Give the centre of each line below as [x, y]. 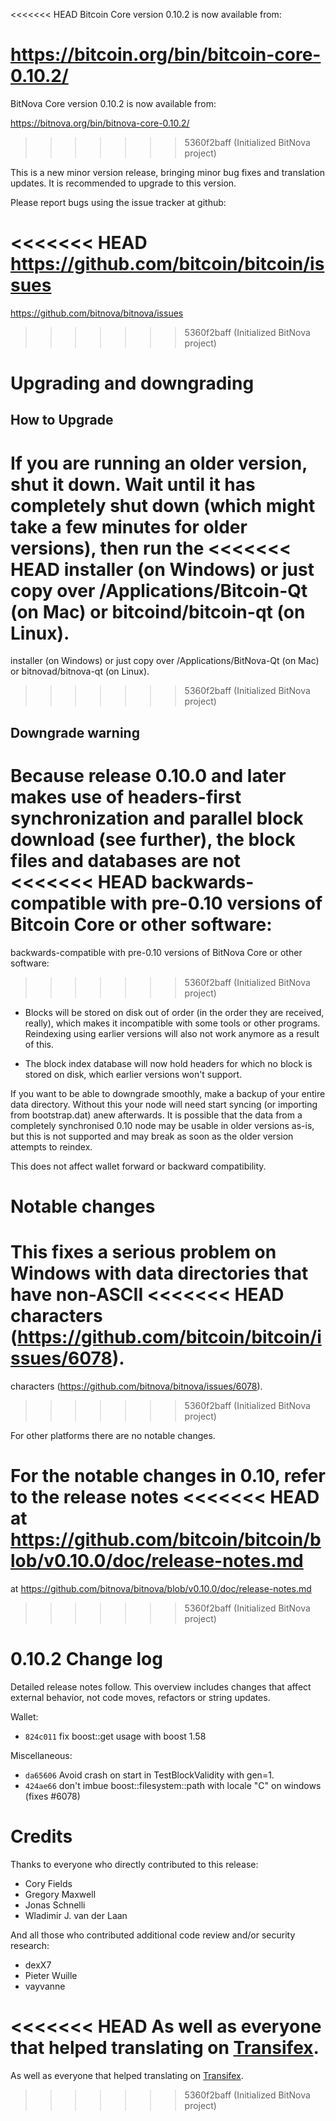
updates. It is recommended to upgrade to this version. [123, 183]
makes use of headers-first [126, 796]
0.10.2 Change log [86, 1658]
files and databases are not [126, 860]
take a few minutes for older [129, 526]
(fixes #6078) [52, 1796]
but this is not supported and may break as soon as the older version [152, 1136]
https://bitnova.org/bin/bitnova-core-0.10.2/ [100, 123]
